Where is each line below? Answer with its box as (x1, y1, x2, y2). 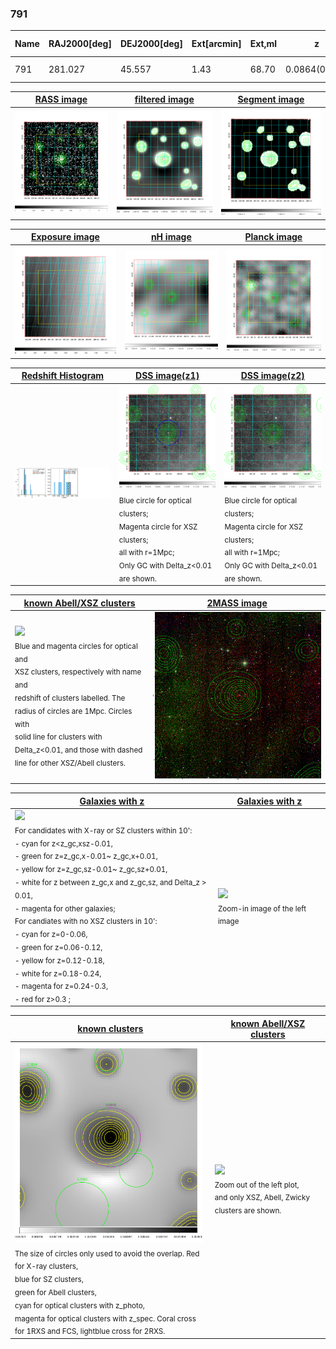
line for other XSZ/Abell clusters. (14, 758, 126, 768)
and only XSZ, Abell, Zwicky (214, 1193, 310, 1203)
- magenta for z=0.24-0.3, (14, 982, 109, 992)
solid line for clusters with (14, 732, 103, 742)
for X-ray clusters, (14, 1262, 79, 1272)
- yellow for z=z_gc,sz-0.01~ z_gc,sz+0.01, (14, 864, 168, 874)
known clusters (77, 1023, 144, 1035)
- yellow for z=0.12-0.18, (14, 955, 105, 966)
